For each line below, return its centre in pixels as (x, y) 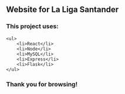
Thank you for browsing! (42, 84)
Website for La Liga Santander (62, 10)
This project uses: (32, 26)
